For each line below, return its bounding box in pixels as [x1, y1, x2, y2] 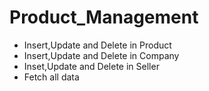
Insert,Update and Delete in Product [23, 39, 172, 51]
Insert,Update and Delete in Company [23, 49, 180, 61]
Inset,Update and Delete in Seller [23, 60, 160, 72]
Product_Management [9, 6, 199, 29]
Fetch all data [23, 71, 80, 83]
